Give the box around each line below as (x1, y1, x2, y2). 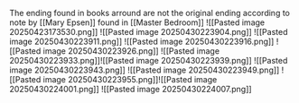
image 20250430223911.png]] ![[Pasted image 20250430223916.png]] (9, 36, 275, 47)
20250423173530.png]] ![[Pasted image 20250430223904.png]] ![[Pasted (9, 27, 288, 37)
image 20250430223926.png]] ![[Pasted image (42, 46, 220, 56)
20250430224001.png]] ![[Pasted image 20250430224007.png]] (9, 84, 252, 94)
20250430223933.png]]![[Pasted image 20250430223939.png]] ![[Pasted (9, 56, 288, 65)
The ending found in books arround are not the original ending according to (9, 8, 291, 18)
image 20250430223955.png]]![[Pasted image (42, 74, 218, 84)
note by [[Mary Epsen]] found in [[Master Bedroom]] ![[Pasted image (9, 17, 265, 28)
